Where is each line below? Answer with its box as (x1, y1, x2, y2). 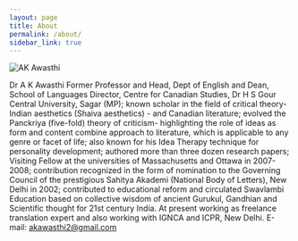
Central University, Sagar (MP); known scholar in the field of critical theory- (9, 99, 287, 110)
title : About (9, 21, 58, 30)
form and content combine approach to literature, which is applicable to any (9, 127, 289, 138)
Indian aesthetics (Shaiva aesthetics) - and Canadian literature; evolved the (9, 108, 286, 119)
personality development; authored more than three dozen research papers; (9, 146, 290, 157)
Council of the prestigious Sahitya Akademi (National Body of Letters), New (9, 175, 287, 186)
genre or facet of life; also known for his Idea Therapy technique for (9, 137, 260, 147)
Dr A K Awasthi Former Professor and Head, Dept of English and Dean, (9, 79, 270, 90)
